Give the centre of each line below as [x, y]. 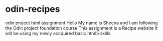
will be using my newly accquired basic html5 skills [58, 33]
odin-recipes [33, 9]
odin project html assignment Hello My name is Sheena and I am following [81, 23]
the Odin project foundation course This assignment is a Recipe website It [81, 28]
